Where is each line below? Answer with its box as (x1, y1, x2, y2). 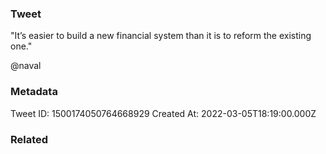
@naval (10, 60, 42, 72)
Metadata (10, 85, 58, 99)
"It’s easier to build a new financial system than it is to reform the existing (10, 30, 312, 42)
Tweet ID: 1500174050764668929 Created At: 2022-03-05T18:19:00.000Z (10, 107, 317, 119)
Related (10, 132, 49, 146)
